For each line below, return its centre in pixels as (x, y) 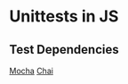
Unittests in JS (64, 17)
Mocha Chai (31, 71)
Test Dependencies (64, 50)
